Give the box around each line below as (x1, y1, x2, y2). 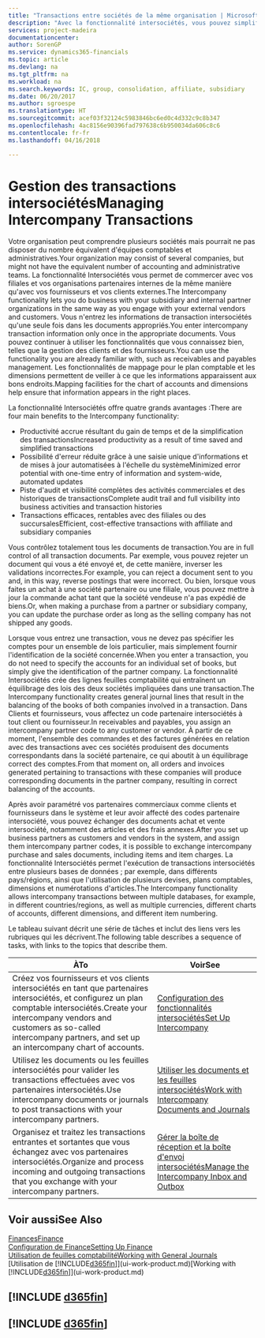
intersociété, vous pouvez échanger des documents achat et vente (8, 816, 226, 826)
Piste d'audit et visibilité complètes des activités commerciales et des (19, 485, 246, 495)
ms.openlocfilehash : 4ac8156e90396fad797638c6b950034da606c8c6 (8, 122, 221, 129)
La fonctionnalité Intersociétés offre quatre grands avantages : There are (8, 403, 242, 413)
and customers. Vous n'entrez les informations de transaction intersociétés (8, 313, 252, 322)
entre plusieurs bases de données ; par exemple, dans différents (8, 867, 218, 876)
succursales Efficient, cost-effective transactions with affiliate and (19, 519, 233, 529)
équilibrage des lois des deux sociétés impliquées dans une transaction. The (8, 684, 255, 693)
